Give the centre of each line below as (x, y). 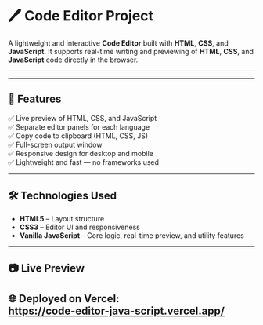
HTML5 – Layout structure (62, 218)
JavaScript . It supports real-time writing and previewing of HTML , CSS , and (131, 51)
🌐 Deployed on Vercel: (64, 299)
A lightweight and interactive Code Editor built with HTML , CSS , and (118, 43)
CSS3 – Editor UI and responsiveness (80, 227)
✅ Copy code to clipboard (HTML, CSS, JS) (78, 136)
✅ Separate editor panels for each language (79, 126)
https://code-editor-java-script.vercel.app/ (117, 311)
